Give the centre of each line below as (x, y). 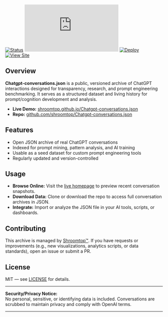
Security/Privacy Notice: (31, 294)
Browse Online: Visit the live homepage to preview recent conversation (86, 186)
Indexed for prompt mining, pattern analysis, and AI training (73, 147)
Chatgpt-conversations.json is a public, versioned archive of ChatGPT (79, 83)
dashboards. (25, 213)
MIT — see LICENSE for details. (38, 279)
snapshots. (24, 191)
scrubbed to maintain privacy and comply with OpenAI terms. (68, 304)
